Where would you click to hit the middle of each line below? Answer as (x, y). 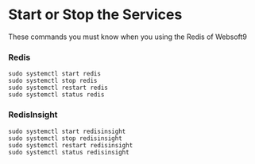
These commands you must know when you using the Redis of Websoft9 (128, 37)
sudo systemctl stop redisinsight (66, 138)
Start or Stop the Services (95, 15)
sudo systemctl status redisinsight (69, 152)
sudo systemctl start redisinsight (67, 131)
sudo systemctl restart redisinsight (71, 145)
